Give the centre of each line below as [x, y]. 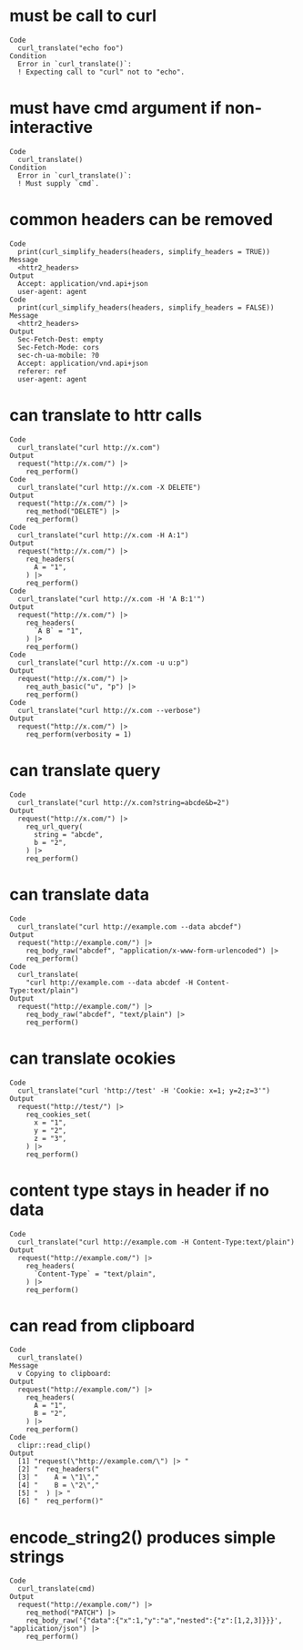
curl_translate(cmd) [56, 1589]
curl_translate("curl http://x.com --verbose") [110, 710]
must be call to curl [83, 16]
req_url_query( [55, 826]
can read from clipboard [102, 1325]
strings [37, 1557]
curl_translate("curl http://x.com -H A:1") [103, 535]
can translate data [80, 894]
